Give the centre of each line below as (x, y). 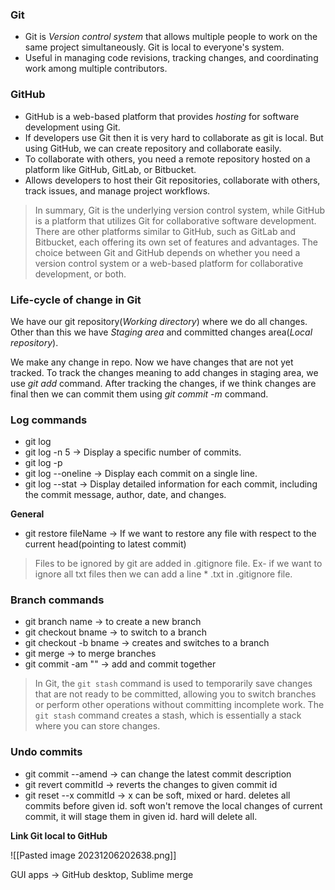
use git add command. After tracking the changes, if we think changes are (163, 383)
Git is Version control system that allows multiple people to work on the (171, 37)
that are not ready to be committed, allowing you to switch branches (175, 694)
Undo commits (46, 752)
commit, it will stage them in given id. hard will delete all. (141, 816)
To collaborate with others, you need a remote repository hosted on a (167, 159)
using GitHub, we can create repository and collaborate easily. (153, 148)
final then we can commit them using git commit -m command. (139, 394)
